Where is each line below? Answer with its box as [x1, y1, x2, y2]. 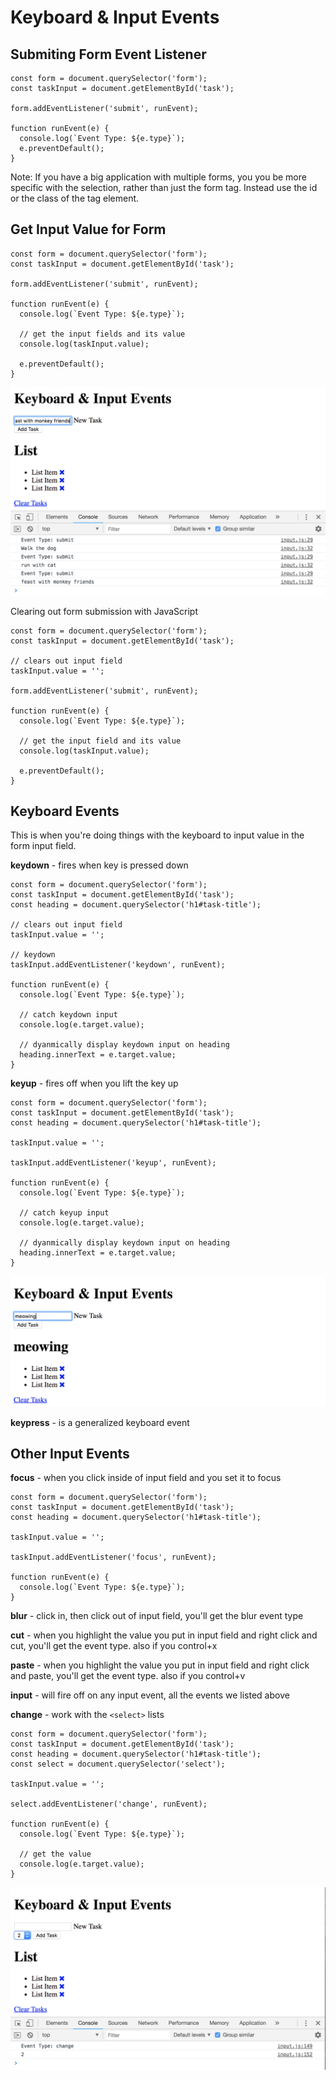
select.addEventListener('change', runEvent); [10, 1799, 208, 1810]
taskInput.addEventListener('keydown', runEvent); [10, 960, 226, 970]
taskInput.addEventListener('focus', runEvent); [10, 1552, 217, 1563]
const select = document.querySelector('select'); [10, 1759, 226, 1770]
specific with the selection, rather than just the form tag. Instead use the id [10, 182, 318, 193]
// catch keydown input [19, 1010, 118, 1020]
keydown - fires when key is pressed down [10, 859, 189, 871]
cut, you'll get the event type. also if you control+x [10, 1640, 218, 1652]
